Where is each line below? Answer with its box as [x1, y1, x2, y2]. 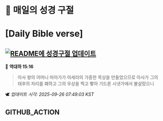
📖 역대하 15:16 [5, 64, 34, 70]
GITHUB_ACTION [5, 108, 60, 116]
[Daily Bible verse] [5, 28, 83, 39]
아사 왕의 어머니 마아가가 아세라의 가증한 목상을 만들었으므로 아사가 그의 [17, 74, 158, 81]
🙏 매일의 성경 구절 [5, 5, 74, 16]
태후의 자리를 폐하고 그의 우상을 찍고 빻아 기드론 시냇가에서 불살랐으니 [17, 81, 154, 87]
